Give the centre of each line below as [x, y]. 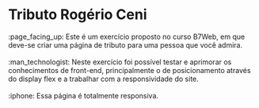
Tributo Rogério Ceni [78, 15]
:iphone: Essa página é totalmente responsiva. [84, 95]
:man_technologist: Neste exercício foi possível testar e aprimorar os [120, 62]
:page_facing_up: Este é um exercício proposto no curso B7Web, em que [127, 37]
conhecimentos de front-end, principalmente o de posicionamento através [129, 70]
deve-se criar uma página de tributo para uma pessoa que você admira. [126, 44]
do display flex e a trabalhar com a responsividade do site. [104, 79]
